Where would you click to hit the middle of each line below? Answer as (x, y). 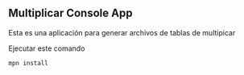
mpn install (28, 63)
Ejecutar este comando (47, 48)
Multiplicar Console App (70, 13)
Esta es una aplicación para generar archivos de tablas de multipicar (122, 32)
